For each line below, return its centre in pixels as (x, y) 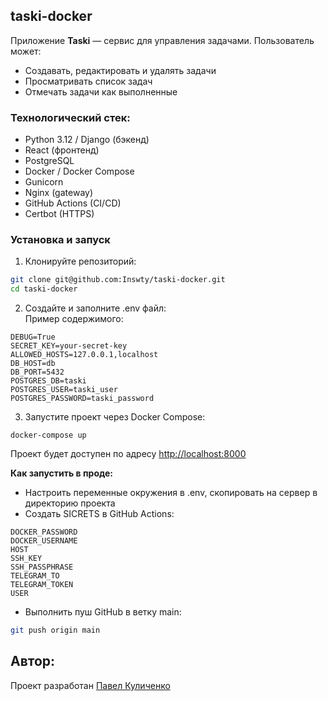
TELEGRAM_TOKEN (42, 585)
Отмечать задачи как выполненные (101, 91)
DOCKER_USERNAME (44, 541)
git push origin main (55, 630)
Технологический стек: (70, 117)
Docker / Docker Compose (79, 171)
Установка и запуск (60, 240)
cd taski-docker (44, 289)
